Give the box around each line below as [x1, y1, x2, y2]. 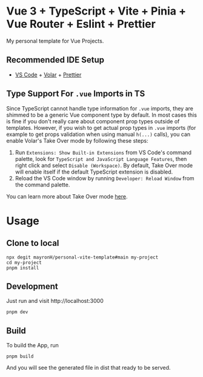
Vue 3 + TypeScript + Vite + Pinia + [6, 4, 187, 18]
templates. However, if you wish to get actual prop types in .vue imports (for [6, 124, 196, 131]
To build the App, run [6, 342, 59, 349]
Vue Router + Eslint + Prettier [6, 17, 156, 31]
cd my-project [6, 259, 42, 265]
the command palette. [15, 181, 70, 188]
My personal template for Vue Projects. [6, 37, 104, 44]
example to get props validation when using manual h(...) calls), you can [6, 131, 191, 138]
